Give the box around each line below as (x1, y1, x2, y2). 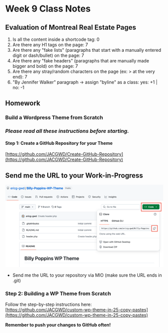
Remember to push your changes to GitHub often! (5, 321, 111, 327)
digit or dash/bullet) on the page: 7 (12, 52, 84, 58)
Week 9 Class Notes (5, 3, 91, 15)
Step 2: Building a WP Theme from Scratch (5, 290, 111, 297)
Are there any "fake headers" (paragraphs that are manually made (12, 58, 149, 63)
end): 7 (12, 74, 28, 79)
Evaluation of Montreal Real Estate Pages (5, 23, 136, 32)
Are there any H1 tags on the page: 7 (12, 42, 88, 48)
